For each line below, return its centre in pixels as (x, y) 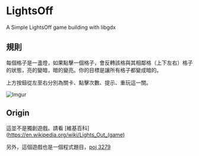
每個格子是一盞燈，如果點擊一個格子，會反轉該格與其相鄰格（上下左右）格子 (99, 63)
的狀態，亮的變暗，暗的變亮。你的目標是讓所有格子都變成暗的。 (84, 70)
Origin (18, 113)
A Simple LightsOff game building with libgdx (61, 27)
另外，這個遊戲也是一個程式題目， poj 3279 (58, 147)
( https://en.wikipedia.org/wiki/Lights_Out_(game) (66, 135)
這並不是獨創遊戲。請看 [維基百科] (48, 128)
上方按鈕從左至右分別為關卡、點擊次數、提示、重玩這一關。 (79, 82)
